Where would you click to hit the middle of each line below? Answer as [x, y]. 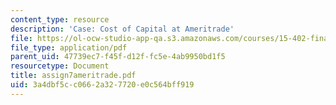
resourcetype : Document [60, 66]
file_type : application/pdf [69, 47]
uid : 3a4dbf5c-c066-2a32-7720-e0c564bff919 [102, 85]
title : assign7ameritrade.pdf [73, 76]
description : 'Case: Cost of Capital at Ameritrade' [122, 29]
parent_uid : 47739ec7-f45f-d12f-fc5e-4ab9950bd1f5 [118, 57]
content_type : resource [60, 19]
